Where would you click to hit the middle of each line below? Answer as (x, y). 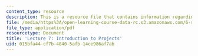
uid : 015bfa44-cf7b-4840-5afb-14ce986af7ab (60, 44)
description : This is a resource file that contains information (88, 17)
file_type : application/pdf (41, 28)
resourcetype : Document (35, 33)
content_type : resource (35, 11)
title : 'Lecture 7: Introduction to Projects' (64, 38)
